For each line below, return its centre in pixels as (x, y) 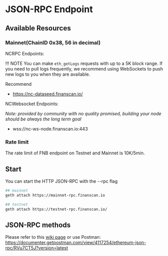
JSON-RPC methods (38, 225)
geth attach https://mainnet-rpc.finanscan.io (55, 195)
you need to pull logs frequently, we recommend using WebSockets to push (84, 69)
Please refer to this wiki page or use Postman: (53, 237)
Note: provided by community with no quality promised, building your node (83, 113)
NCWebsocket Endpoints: (32, 104)
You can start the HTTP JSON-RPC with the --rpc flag (61, 181)
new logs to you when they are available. (48, 74)
